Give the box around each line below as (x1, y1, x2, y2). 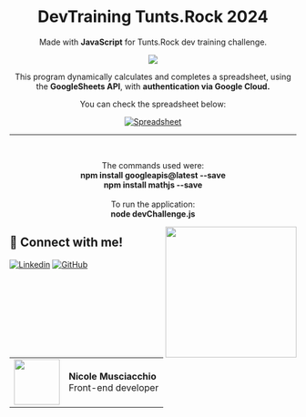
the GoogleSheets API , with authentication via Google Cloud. (36, 80, 270, 92)
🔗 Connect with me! (9, 235, 123, 250)
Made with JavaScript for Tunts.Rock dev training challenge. (39, 36, 267, 47)
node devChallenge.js (110, 208, 196, 219)
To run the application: (110, 198, 196, 209)
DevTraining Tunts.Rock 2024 (37, 6, 269, 27)
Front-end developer (68, 381, 159, 393)
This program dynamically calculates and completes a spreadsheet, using (15, 71, 291, 82)
